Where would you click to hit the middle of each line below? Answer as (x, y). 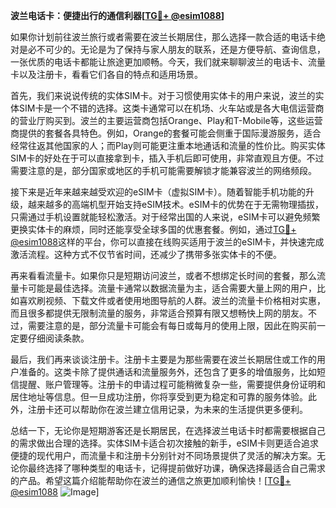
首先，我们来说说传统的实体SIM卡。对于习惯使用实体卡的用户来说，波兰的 (163, 95)
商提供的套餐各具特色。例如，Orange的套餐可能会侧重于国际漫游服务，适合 (166, 133)
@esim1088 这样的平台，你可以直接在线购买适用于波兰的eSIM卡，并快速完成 (167, 242)
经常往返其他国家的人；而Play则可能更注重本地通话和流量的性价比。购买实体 (168, 145)
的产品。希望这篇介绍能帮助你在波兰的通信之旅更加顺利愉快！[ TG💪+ (151, 480)
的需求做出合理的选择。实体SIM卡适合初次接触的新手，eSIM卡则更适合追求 (164, 443)
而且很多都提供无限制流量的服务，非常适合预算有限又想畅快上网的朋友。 (159, 313)
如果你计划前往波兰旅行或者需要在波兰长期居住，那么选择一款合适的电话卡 (163, 37)
